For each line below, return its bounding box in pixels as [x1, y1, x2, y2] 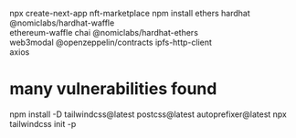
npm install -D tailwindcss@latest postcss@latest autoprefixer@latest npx [9, 109, 288, 120]
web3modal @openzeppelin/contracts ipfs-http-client [9, 37, 213, 48]
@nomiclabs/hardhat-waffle [9, 17, 115, 28]
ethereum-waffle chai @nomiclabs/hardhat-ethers [9, 27, 199, 37]
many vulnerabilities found [9, 79, 217, 100]
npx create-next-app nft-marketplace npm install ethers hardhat [9, 8, 251, 18]
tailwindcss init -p [9, 118, 77, 129]
